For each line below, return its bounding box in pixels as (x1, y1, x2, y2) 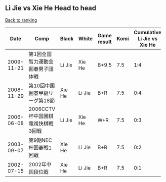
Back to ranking (5, 17, 37, 23)
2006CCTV (28, 105, 56, 112)
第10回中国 (28, 82, 55, 89)
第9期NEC (28, 136, 52, 143)
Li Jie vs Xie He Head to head (5, 4, 96, 12)
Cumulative (133, 29, 162, 36)
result (97, 38, 112, 45)
